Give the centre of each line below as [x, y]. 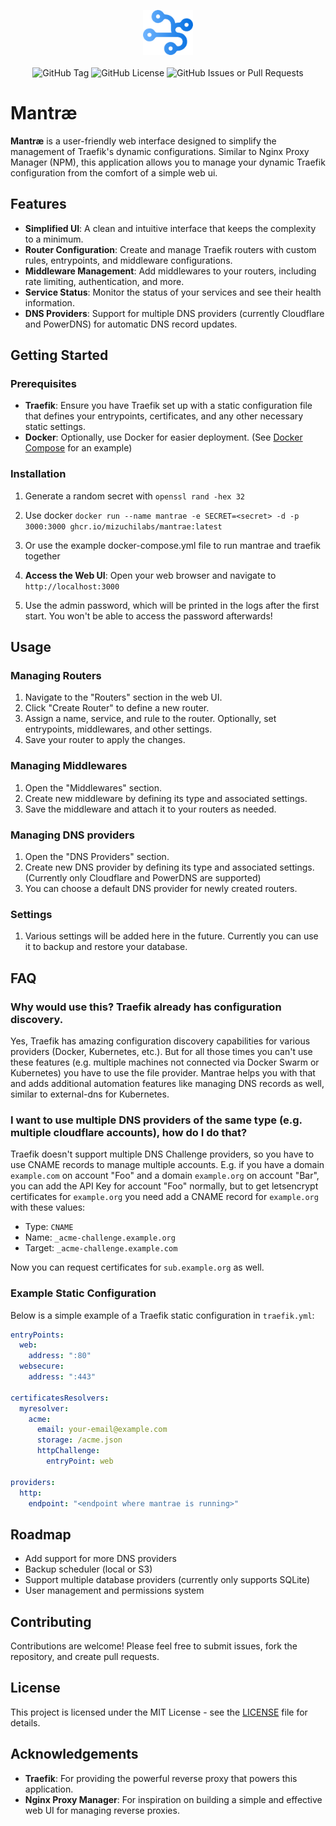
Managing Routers [56, 676]
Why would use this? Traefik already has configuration [146, 1007]
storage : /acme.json [79, 1440]
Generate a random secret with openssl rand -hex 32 [134, 496]
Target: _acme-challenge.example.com [101, 1248]
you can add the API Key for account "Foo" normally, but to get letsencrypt [164, 1186]
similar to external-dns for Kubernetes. [90, 1094]
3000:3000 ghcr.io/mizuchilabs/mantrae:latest [123, 526]
